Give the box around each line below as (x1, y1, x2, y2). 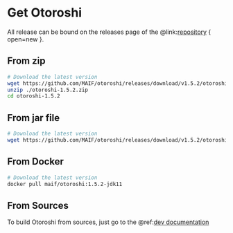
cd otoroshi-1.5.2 (7, 93, 60, 100)
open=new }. (7, 35, 44, 43)
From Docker (7, 156, 64, 167)
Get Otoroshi (7, 5, 82, 21)
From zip (7, 55, 46, 67)
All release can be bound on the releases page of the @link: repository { (7, 28, 212, 36)
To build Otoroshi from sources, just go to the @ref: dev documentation (7, 218, 209, 226)
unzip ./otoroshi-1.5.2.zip (7, 86, 89, 93)
